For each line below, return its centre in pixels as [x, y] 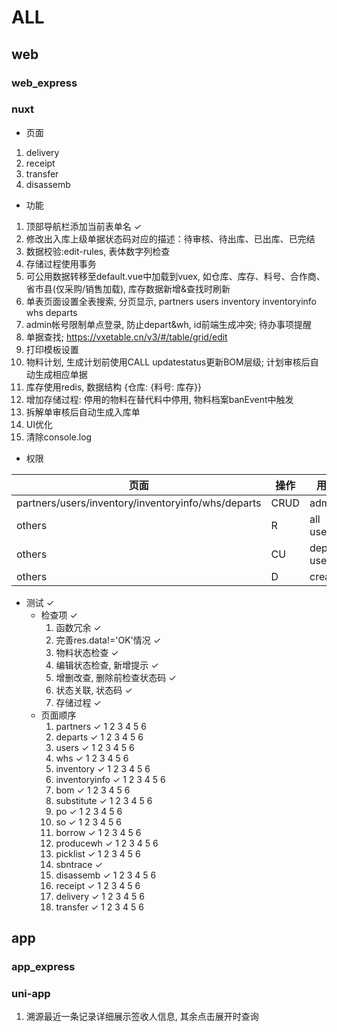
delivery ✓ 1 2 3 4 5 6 [100, 896]
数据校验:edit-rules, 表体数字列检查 [98, 251]
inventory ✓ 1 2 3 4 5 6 [103, 768]
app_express [43, 967]
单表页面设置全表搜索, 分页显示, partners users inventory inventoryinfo [171, 301]
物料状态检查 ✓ [87, 652]
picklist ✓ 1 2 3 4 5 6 [98, 853]
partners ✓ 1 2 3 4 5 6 [101, 726]
